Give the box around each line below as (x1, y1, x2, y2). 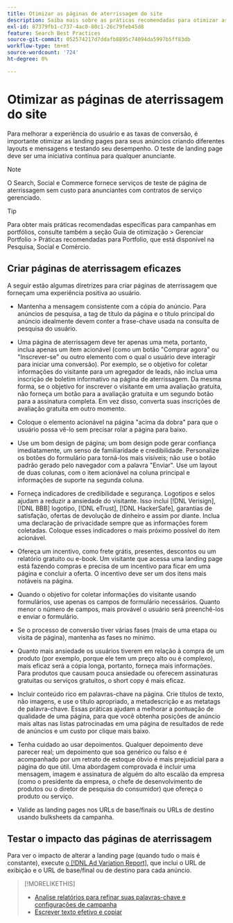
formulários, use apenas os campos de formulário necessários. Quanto (17, 597, 221, 606)
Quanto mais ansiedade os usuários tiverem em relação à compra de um (17, 647, 225, 655)
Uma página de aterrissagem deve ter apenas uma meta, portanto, (17, 338, 208, 346)
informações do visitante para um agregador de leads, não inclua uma (17, 367, 218, 376)
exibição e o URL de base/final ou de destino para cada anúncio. (7, 866, 192, 874)
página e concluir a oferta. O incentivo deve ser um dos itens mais (17, 569, 207, 578)
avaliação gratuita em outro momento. (17, 404, 126, 413)
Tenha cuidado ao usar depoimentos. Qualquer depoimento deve (17, 740, 203, 748)
